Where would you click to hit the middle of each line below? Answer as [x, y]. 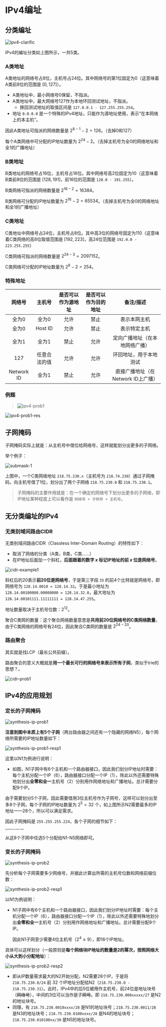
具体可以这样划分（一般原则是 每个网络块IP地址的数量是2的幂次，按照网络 [80, 950]
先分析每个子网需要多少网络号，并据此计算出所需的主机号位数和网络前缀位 [81, 873]
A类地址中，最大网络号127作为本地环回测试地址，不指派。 [71, 101]
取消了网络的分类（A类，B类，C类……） [53, 554]
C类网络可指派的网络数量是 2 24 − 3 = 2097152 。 [54, 256]
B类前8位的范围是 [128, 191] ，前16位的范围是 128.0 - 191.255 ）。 [71, 179]
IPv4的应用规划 [29, 695]
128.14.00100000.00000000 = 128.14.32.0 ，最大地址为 [60, 592]
